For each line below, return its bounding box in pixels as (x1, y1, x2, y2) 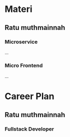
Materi (4, 3, 33, 15)
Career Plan (4, 91, 54, 102)
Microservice (4, 38, 38, 45)
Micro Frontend (4, 62, 43, 69)
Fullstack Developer (4, 126, 54, 133)
